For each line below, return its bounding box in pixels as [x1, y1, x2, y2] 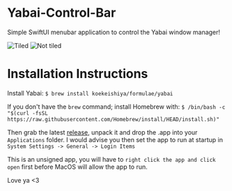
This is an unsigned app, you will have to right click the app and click [7, 155, 216, 163]
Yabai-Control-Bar [7, 5, 116, 21]
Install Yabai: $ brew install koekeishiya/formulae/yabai [7, 89, 173, 97]
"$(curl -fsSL [7, 109, 49, 116]
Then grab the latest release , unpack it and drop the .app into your [7, 128, 198, 137]
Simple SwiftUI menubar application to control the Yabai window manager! [7, 28, 221, 36]
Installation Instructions [7, 66, 148, 82]
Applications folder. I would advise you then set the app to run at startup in [7, 135, 223, 144]
